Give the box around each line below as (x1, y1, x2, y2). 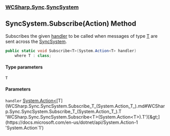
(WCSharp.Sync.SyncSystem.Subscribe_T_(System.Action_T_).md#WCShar (5, 103, 165, 109)
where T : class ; (14, 53, 52, 58)
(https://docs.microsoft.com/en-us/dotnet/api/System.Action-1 (5, 119, 138, 125)
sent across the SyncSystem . (5, 38, 67, 44)
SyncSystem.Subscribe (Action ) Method (5, 19, 137, 28)
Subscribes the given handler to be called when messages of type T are (5, 33, 158, 39)
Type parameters (5, 64, 43, 70)
